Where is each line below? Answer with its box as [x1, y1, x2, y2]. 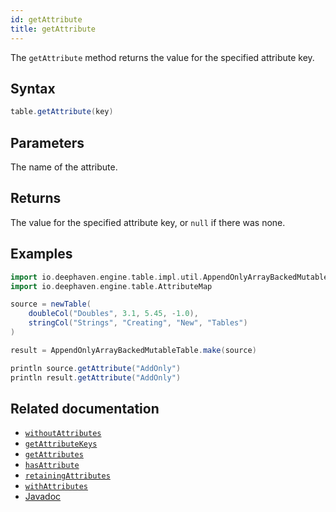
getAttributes [24, 450, 84, 460]
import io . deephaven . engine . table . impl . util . [10, 272, 203, 282]
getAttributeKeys [24, 439, 98, 450]
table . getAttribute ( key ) [10, 107, 114, 117]
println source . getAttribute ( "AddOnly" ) [10, 363, 182, 373]
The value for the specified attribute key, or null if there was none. [10, 216, 286, 228]
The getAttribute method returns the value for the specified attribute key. [10, 51, 315, 63]
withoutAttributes [24, 429, 102, 439]
